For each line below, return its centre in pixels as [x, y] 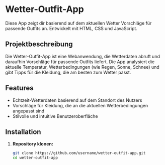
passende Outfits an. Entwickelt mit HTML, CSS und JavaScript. [71, 28]
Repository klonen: [33, 144]
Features [19, 88]
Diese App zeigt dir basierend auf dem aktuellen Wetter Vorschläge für [78, 23]
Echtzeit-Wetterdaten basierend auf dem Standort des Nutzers [77, 100]
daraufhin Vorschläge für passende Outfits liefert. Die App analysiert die [80, 62]
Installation [23, 132]
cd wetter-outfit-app [35, 158]
